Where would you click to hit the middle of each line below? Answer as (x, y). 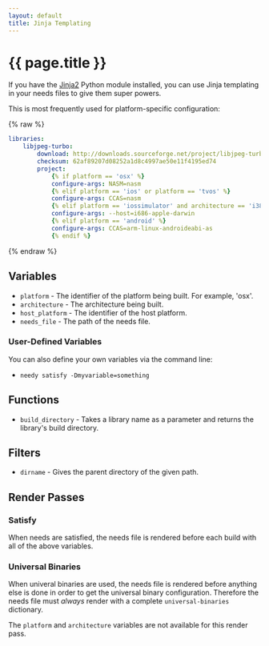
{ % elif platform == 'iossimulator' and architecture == (148, 206)
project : (52, 169)
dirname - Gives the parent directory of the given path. (109, 472)
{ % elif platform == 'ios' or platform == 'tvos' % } (141, 191)
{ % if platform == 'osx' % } (98, 176)
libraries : (26, 139)
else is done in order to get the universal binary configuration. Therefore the (133, 592)
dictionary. (26, 610)
